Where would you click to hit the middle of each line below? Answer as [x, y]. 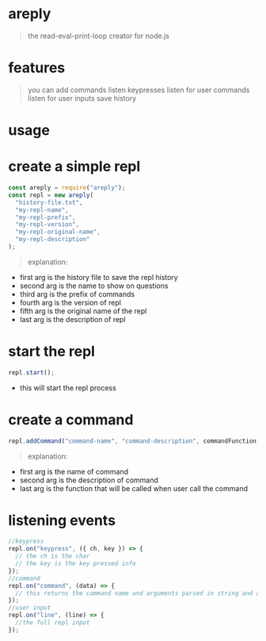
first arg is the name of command [74, 471]
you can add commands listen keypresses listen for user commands [139, 90]
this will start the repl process [68, 388]
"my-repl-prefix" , [46, 217]
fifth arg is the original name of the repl [83, 311]
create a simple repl [74, 167]
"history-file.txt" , [49, 202]
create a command [71, 419]
